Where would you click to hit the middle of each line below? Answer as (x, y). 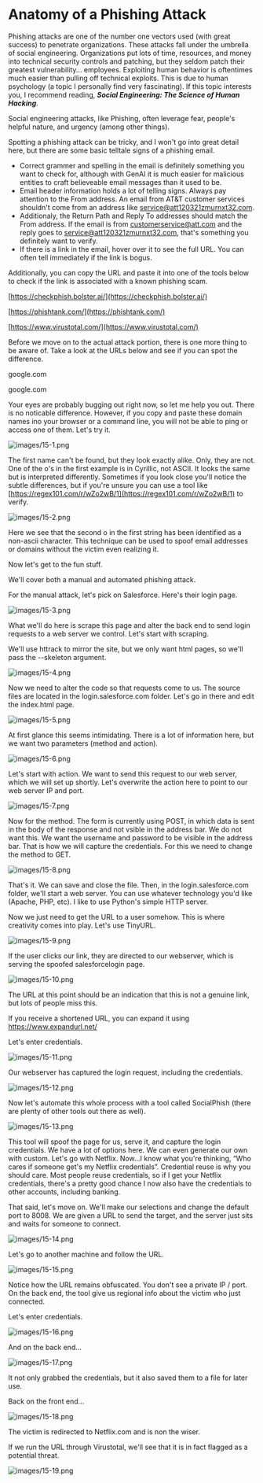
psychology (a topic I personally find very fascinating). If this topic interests (130, 86)
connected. (27, 1301)
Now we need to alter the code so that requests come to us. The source (124, 688)
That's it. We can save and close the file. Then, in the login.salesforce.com (128, 885)
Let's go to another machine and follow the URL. (86, 1254)
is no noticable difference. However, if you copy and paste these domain (125, 413)
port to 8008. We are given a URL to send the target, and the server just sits (131, 1215)
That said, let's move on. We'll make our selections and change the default (129, 1207)
